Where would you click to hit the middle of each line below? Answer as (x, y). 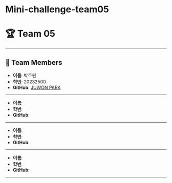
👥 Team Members (34, 62)
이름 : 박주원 (25, 75)
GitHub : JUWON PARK (37, 87)
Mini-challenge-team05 (57, 9)
